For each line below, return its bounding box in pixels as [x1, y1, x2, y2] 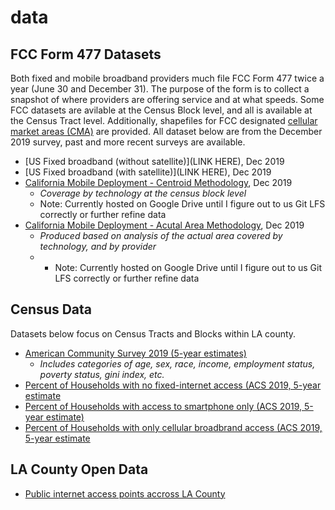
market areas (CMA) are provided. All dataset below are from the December [10, 126, 323, 137]
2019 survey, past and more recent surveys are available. [10, 136, 246, 148]
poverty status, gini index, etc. [39, 368, 165, 380]
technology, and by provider [39, 241, 157, 252]
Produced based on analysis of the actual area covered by [39, 230, 283, 241]
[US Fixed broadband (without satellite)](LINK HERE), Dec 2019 [24, 156, 285, 167]
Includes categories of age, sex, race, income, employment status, [39, 357, 316, 370]
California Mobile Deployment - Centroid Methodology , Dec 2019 [24, 177, 293, 188]
